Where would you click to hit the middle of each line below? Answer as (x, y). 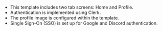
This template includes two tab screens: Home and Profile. (72, 7)
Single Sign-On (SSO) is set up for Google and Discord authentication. (84, 23)
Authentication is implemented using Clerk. (55, 12)
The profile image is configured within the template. (64, 18)
